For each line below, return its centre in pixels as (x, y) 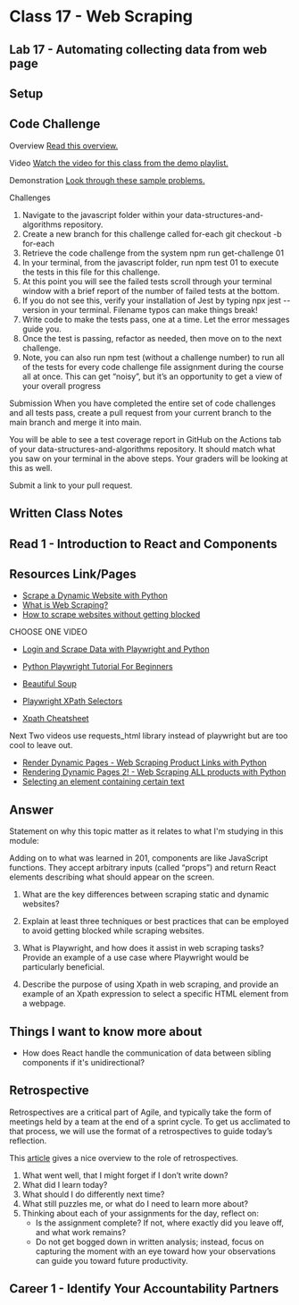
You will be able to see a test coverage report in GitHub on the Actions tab (145, 439)
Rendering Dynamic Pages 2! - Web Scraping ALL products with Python (154, 772)
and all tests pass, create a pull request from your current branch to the (141, 412)
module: (25, 841)
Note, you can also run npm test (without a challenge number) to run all (153, 357)
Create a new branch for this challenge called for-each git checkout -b (152, 233)
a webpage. (44, 1004)
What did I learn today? (65, 1184)
